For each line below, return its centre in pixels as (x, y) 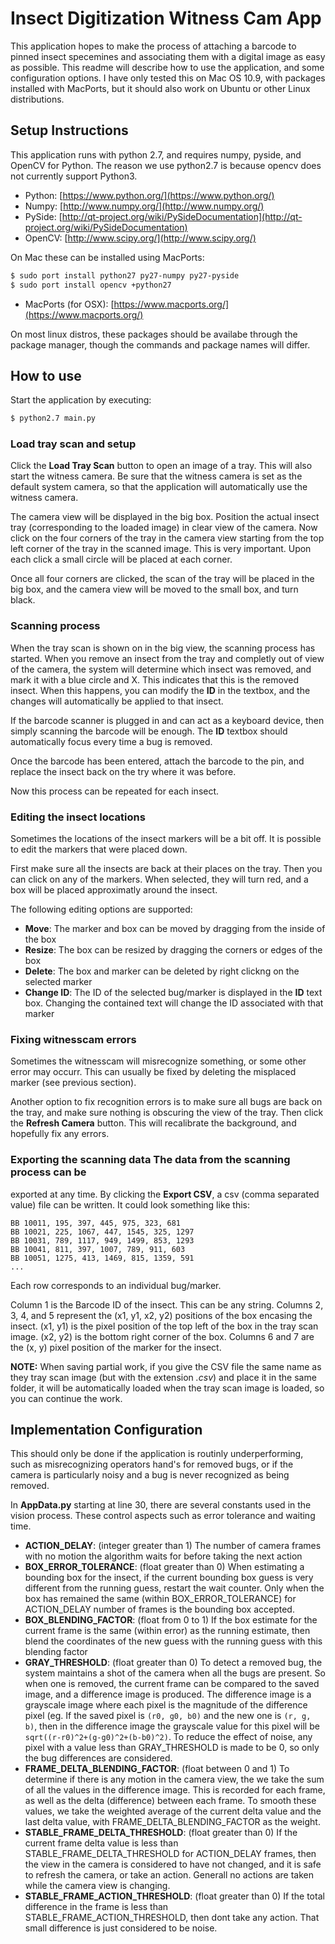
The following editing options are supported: (101, 909)
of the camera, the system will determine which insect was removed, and (161, 669)
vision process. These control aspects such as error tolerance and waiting (163, 1516)
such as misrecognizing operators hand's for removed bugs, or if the (152, 1464)
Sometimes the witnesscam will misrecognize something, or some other (158, 1061)
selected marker (58, 982)
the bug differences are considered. (98, 1758)
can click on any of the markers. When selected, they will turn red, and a (159, 879)
